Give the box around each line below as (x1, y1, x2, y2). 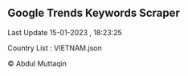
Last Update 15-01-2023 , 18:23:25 (7, 27, 122, 37)
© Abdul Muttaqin (7, 58, 67, 68)
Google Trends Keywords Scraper (7, 6, 180, 20)
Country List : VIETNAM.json (7, 43, 102, 53)
